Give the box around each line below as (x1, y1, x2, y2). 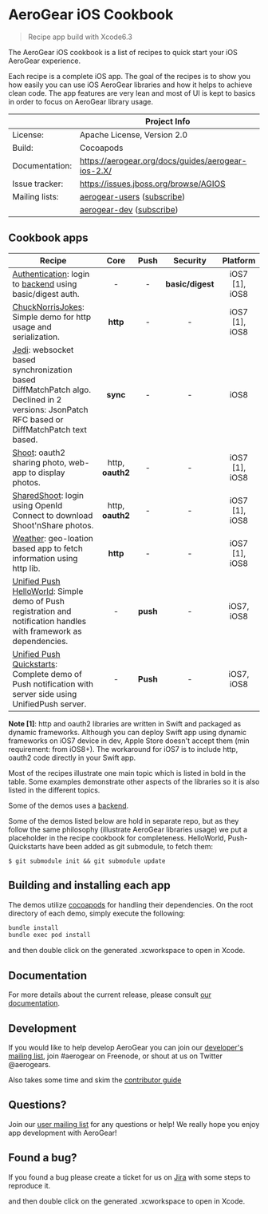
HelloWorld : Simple (12, 585, 84, 596)
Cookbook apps (8, 231, 89, 245)
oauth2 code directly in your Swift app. (8, 753, 136, 762)
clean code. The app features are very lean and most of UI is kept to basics (8, 88, 256, 97)
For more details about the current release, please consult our (8, 990, 212, 999)
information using (12, 552, 78, 564)
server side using (12, 688, 77, 699)
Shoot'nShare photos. (12, 520, 94, 531)
